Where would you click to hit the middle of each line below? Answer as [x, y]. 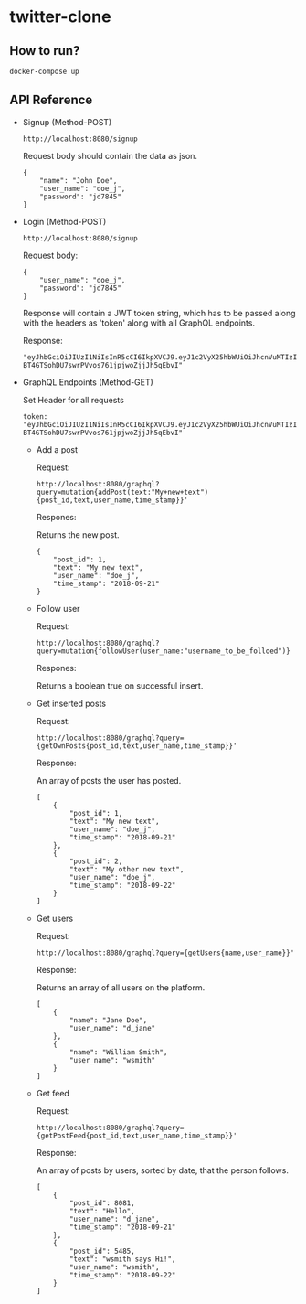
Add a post [57, 449]
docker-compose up [44, 71]
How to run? [45, 51]
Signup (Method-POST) [67, 122]
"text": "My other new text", [127, 869]
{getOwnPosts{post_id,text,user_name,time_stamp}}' [137, 746]
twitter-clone [60, 17]
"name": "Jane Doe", [108, 1020]
